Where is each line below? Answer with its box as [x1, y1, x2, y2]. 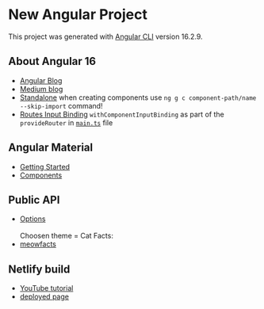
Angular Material [8, 141, 94, 154]
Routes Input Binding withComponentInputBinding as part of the [19, 109, 224, 119]
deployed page [19, 292, 70, 302]
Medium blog [19, 84, 63, 93]
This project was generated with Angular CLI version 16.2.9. [8, 32, 204, 41]
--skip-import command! [19, 101, 103, 110]
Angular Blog [19, 75, 63, 85]
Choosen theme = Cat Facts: [19, 231, 113, 241]
